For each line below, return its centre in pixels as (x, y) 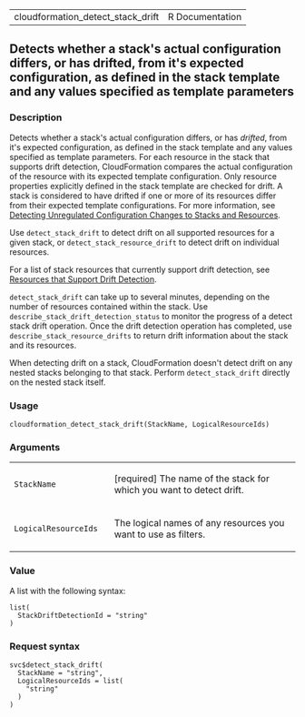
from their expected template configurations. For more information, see (143, 205)
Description (36, 117)
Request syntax (44, 646)
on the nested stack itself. (58, 382)
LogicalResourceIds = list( (71, 681)
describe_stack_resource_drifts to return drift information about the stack (149, 335)
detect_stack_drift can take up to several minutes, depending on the (140, 297)
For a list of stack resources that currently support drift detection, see (140, 269)
